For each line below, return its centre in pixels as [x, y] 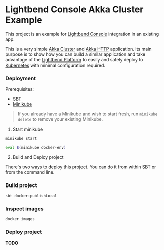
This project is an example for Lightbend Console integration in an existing [82, 34]
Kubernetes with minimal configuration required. [55, 65]
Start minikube [28, 129]
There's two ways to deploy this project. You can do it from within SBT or [81, 167]
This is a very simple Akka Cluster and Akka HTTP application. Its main [78, 49]
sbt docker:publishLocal [31, 196]
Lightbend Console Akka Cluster [74, 9]
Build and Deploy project [38, 157]
